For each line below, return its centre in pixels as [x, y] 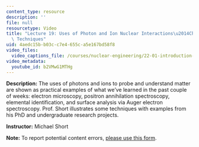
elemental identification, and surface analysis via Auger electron [84, 103]
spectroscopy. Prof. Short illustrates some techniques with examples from [96, 109]
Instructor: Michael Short [37, 127]
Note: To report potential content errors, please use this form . [81, 138]
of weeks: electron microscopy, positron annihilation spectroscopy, [88, 96]
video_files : [22, 50]
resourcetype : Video [32, 28]
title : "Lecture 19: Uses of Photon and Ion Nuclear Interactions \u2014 [98, 34]
